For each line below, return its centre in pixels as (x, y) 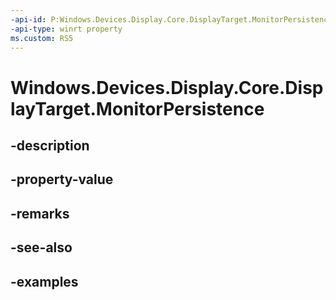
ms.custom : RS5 (42, 38)
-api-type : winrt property (66, 29)
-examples (44, 281)
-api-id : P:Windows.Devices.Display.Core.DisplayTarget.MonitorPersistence (171, 19)
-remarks (40, 213)
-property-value (62, 179)
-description (50, 145)
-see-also (41, 247)
